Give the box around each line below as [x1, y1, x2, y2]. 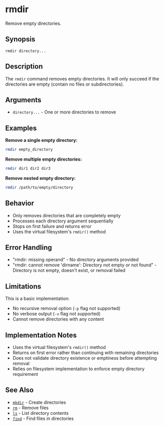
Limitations [5, 282, 41, 291]
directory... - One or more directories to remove [12, 109, 116, 115]
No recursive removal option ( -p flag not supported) [12, 305, 121, 312]
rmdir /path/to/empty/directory [5, 185, 73, 190]
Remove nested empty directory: [5, 175, 76, 181]
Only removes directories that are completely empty [12, 212, 121, 218]
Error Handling [5, 243, 52, 252]
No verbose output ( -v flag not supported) [12, 311, 101, 317]
